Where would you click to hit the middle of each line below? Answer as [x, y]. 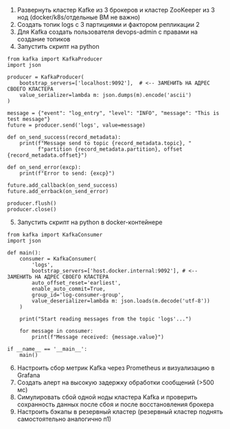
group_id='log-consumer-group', [78, 295]
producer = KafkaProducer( [46, 77]
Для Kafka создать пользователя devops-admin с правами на [107, 32]
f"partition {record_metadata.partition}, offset [110, 149]
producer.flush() [32, 203]
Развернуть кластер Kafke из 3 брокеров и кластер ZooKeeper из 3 [116, 10]
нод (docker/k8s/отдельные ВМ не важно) [79, 17]
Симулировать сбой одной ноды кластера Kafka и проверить [107, 397]
